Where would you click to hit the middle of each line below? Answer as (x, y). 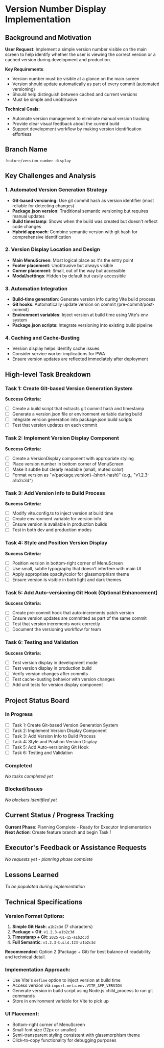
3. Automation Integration (36, 289)
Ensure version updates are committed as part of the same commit (79, 618)
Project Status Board (37, 700)
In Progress (19, 714)
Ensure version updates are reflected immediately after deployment (80, 359)
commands (23, 996)
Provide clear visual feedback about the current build (66, 124)
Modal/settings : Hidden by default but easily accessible (69, 276)
